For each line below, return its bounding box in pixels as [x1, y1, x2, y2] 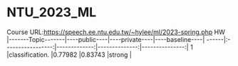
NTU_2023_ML [6, 4, 97, 21]
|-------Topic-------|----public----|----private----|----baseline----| [6, 35, 205, 43]
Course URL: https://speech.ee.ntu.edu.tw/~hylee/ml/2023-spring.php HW [6, 28, 225, 36]
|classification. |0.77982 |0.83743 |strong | [6, 50, 133, 59]
